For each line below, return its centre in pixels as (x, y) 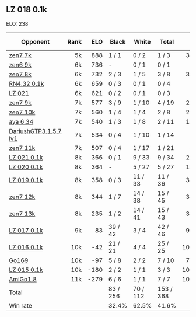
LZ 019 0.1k (26, 180)
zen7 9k (20, 103)
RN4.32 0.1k (27, 83)
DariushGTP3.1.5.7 (36, 131)
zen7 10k (22, 112)
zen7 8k (20, 74)
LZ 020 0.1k (26, 167)
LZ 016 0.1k (26, 247)
